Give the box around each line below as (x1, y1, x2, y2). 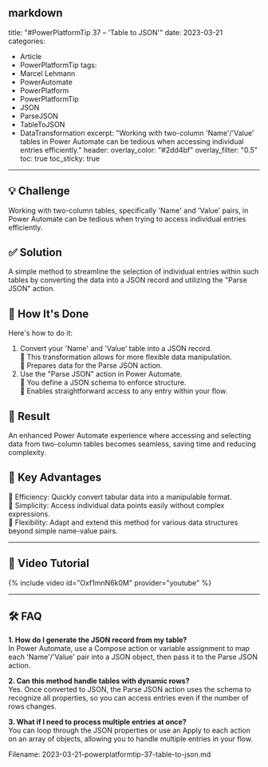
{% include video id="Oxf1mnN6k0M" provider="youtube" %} (8, 577, 212, 587)
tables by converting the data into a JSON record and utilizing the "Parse (8, 275, 247, 285)
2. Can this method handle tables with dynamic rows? (8, 676, 190, 685)
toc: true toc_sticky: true (19, 154, 100, 163)
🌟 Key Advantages (8, 471, 102, 485)
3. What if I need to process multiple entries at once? (8, 717, 187, 726)
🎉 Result (8, 409, 50, 423)
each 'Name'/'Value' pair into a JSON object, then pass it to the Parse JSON (8, 652, 258, 661)
